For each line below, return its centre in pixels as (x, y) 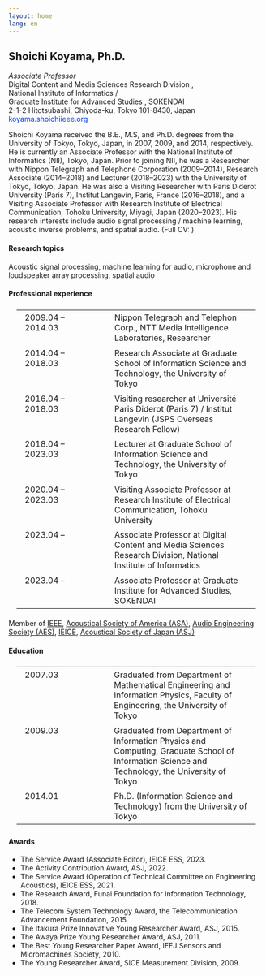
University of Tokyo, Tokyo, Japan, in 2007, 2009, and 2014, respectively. (131, 144)
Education (26, 651)
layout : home (30, 16)
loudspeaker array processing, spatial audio (82, 275)
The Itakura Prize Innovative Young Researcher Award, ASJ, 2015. (130, 928)
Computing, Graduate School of (174, 750)
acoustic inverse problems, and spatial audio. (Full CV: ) (101, 230)
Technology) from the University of (180, 806)
